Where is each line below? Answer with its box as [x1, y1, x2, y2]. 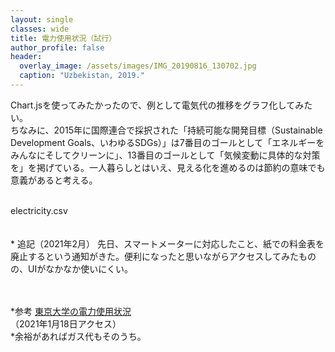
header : [10, 52, 43, 62]
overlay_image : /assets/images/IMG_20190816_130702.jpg [19, 61, 257, 71]
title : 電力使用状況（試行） [10, 33, 117, 43]
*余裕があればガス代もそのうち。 [10, 330, 147, 342]
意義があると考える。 [10, 174, 98, 186]
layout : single [10, 14, 74, 25]
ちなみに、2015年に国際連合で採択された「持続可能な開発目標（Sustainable [10, 124, 323, 136]
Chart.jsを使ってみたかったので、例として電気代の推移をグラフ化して [10, 99, 296, 111]
